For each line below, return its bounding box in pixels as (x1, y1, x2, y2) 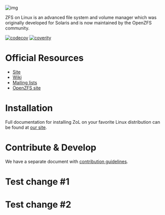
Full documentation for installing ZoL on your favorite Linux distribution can (5, 119, 160, 125)
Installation (5, 103, 53, 114)
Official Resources (5, 53, 84, 64)
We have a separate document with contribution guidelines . (5, 158, 128, 164)
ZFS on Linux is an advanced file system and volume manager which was (5, 15, 157, 20)
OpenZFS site (12, 85, 41, 91)
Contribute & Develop (5, 142, 97, 153)
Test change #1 (5, 176, 70, 187)
